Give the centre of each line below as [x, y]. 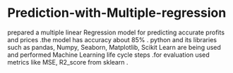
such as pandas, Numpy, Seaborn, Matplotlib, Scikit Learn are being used [114, 47]
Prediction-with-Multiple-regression [117, 13]
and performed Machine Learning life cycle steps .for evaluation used [108, 55]
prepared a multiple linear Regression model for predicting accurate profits [116, 32]
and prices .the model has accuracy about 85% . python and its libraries [112, 39]
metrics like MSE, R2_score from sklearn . [68, 62]
